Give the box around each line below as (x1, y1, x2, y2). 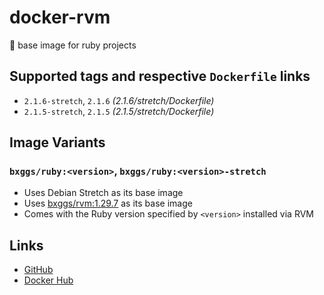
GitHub (23, 264, 54, 276)
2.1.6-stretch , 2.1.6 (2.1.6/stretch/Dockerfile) (23, 94, 215, 106)
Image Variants (9, 134, 106, 151)
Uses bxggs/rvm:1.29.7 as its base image (23, 197, 193, 210)
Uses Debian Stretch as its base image (23, 187, 184, 199)
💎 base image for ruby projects (9, 39, 137, 51)
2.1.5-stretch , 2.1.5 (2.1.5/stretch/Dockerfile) (23, 105, 215, 117)
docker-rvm (9, 6, 111, 29)
